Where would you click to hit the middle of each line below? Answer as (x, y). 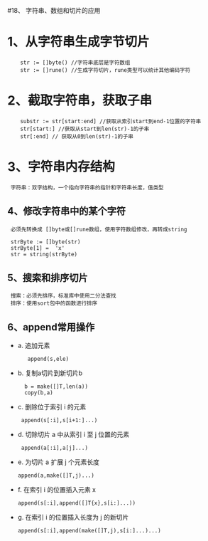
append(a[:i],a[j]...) (55, 448)
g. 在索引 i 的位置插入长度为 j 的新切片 (73, 518)
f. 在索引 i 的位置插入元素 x (57, 490)
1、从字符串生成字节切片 (79, 42)
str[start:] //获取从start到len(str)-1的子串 (85, 129)
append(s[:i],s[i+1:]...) (59, 421)
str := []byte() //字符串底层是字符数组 (75, 63)
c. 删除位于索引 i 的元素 (52, 407)
